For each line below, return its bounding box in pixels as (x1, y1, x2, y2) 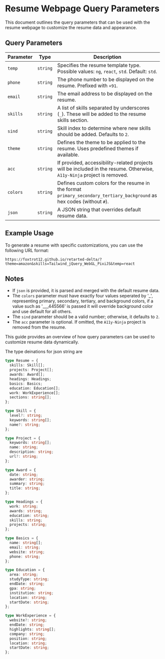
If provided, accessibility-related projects (57, 159, 153, 166)
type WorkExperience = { (5, 613, 56, 618)
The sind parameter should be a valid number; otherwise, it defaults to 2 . (12, 314, 160, 320)
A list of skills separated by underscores (57, 104, 150, 111)
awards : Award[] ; (9, 372, 45, 377)
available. (57, 151, 80, 158)
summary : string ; (9, 481, 45, 486)
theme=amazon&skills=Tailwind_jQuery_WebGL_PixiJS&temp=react (5, 261, 135, 266)
